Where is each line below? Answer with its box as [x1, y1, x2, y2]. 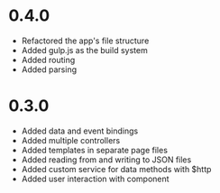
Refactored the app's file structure [21, 35, 150, 46]
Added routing [21, 54, 76, 65]
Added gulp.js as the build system [21, 44, 148, 55]
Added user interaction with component [21, 173, 170, 184]
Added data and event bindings [21, 125, 139, 136]
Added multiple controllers [21, 134, 121, 145]
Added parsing [21, 64, 78, 75]
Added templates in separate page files [21, 144, 169, 155]
